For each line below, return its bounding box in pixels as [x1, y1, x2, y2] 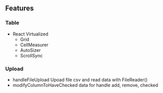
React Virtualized [12, 30, 49, 37]
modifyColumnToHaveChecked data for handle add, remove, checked [12, 82, 158, 88]
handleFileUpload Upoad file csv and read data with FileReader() [12, 76, 148, 83]
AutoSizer [20, 47, 41, 53]
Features [5, 4, 34, 13]
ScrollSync [20, 52, 43, 58]
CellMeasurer [20, 42, 49, 48]
